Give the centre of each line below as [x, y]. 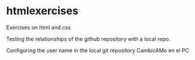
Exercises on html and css [38, 27]
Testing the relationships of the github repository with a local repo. [88, 39]
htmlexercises [43, 11]
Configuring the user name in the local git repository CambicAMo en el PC [98, 50]
